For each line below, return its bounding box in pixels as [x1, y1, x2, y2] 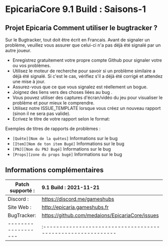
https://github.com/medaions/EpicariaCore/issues [41, 212, 159, 219]
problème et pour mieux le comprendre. [12, 100, 95, 106]
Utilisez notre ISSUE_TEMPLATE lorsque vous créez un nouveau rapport [12, 105, 161, 111]
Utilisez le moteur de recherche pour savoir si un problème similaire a [12, 68, 155, 74]
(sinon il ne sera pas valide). [12, 110, 71, 116]
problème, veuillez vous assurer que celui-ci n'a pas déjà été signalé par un [5, 42, 161, 48]
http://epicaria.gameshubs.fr [41, 203, 109, 210]
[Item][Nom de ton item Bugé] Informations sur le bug [12, 141, 124, 147]
